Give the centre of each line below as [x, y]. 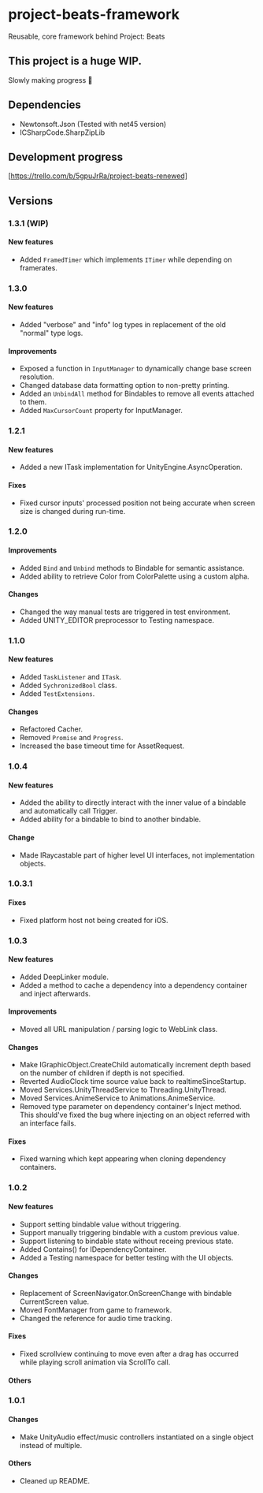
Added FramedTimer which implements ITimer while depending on [126, 259]
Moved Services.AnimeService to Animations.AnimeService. [117, 1098]
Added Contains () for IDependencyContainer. [93, 1249]
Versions [31, 201]
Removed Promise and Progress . [71, 738]
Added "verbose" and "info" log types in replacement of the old [122, 325]
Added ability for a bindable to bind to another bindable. [110, 819]
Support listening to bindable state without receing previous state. [126, 1241]
